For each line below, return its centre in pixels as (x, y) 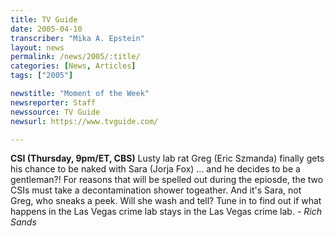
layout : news (37, 47)
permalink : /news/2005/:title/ (75, 57)
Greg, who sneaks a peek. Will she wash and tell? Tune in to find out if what (166, 201)
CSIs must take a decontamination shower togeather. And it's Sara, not (156, 190)
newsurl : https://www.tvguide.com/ (84, 121)
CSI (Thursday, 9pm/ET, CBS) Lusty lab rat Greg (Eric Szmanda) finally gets (167, 158)
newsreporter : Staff (53, 102)
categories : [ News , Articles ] (73, 66)
